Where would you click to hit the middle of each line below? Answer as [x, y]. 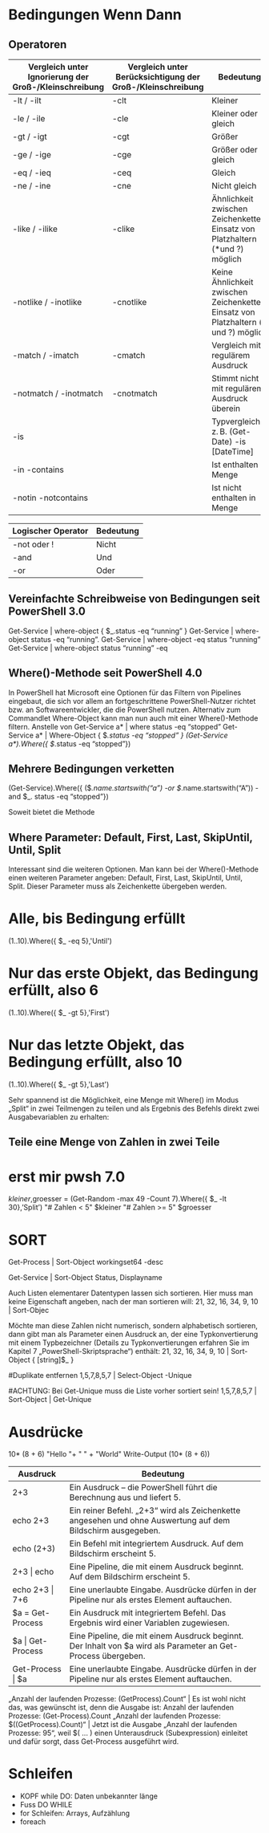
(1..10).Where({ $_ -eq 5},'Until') [60, 941]
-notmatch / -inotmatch [58, 393]
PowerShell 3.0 [47, 612]
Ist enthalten [235, 465]
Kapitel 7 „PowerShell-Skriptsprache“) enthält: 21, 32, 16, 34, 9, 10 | [119, 1351]
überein [226, 408]
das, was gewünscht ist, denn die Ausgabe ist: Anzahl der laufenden [121, 1708]
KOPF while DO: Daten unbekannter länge [89, 1796]
